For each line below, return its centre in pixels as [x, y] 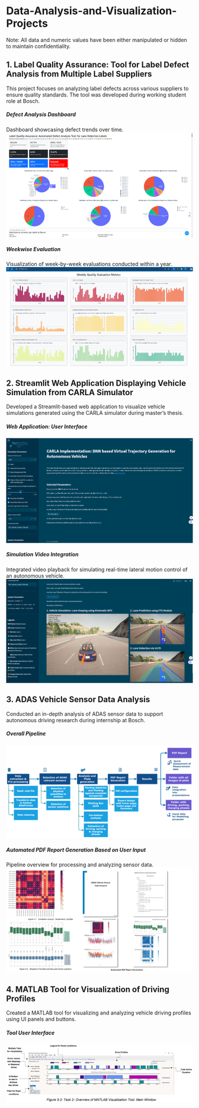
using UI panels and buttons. [41, 1019]
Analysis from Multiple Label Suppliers [79, 74]
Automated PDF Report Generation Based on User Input [76, 850]
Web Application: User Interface [47, 426]
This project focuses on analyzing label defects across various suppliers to [97, 88]
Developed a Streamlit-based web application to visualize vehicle [86, 406]
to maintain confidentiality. [38, 46]
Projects [27, 23]
